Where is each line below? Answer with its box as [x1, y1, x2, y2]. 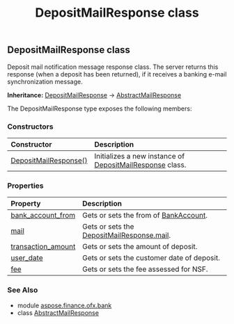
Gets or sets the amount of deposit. [82, 242, 198, 252]
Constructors [7, 122, 54, 131]
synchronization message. [7, 77, 83, 86]
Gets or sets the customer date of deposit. [82, 253, 221, 263]
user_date [10, 253, 43, 263]
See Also [7, 285, 38, 295]
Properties [7, 181, 44, 191]
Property [10, 199, 41, 209]
